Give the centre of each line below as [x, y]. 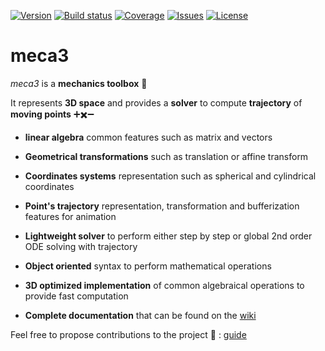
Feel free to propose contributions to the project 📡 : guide [128, 334]
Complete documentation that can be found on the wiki [140, 315]
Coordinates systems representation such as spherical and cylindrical [170, 176]
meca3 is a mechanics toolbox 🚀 [79, 83]
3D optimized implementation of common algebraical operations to [164, 285]
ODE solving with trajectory [81, 246]
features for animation [70, 216]
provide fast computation [76, 296]
